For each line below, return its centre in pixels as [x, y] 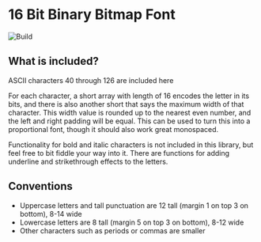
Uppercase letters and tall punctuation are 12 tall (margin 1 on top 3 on [134, 205]
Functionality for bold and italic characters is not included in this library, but [131, 145]
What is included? [53, 61]
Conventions [41, 186]
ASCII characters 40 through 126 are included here [91, 80]
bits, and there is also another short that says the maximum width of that [126, 104]
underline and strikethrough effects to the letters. [88, 161]
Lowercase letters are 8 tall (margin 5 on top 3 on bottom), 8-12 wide [132, 222]
